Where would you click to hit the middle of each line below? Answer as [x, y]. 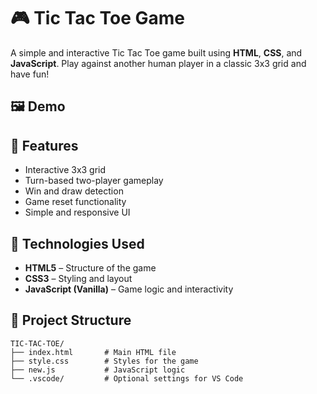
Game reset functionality [75, 202]
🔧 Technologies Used [77, 243]
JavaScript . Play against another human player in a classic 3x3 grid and [158, 63]
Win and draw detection [74, 191]
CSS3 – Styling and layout [78, 278]
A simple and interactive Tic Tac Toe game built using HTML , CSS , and [156, 52]
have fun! [30, 74]
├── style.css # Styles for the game [104, 361]
